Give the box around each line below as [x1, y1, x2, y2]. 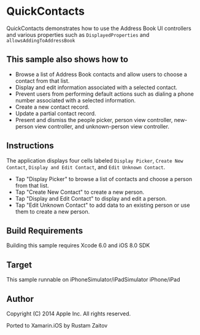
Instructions [6, 141, 54, 151]
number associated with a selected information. [15, 96, 136, 104]
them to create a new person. [15, 207, 90, 215]
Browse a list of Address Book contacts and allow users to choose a [15, 71, 187, 78]
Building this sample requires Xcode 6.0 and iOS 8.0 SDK [6, 242, 150, 249]
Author [6, 293, 34, 304]
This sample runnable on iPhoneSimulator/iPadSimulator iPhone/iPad [6, 276, 180, 283]
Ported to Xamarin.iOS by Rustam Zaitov [6, 322, 108, 329]
